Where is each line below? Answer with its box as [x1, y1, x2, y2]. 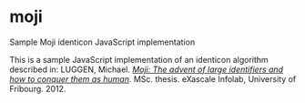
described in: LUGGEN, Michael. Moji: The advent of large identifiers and [9, 64, 284, 75]
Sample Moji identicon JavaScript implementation [9, 36, 196, 47]
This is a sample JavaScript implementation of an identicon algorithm [9, 54, 269, 65]
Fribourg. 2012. [9, 83, 66, 94]
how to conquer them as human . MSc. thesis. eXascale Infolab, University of [9, 73, 297, 84]
